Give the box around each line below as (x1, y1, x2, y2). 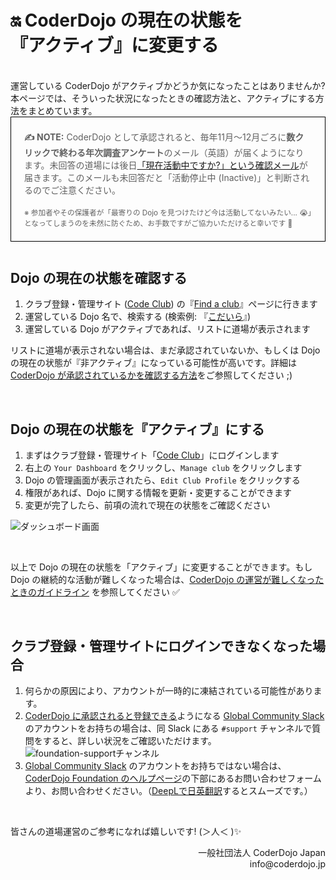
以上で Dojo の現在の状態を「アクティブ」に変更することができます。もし (10, 561, 313, 573)
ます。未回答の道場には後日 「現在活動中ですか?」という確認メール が (24, 159, 308, 171)
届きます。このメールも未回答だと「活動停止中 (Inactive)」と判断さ (24, 171, 302, 183)
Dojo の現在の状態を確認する (10, 269, 188, 286)
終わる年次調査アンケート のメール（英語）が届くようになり (58, 146, 305, 158)
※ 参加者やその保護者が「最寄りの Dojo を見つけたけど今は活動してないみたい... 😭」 (24, 207, 312, 218)
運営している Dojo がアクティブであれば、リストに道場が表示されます (24, 323, 311, 335)
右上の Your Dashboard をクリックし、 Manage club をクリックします (24, 462, 303, 474)
